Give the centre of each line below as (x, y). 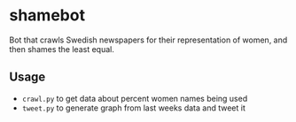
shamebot (47, 15)
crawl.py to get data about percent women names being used (135, 98)
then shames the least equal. (62, 49)
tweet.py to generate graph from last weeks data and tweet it (133, 108)
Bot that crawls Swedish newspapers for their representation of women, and (148, 40)
